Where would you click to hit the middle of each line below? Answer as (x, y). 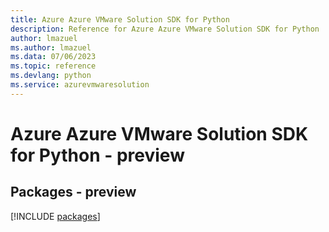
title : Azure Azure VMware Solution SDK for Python (120, 19)
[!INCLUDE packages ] (55, 216)
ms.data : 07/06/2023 (53, 57)
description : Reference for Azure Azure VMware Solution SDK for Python (165, 29)
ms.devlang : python (51, 76)
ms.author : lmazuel (51, 47)
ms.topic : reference (53, 66)
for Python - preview (97, 155)
